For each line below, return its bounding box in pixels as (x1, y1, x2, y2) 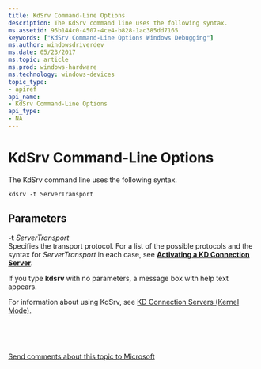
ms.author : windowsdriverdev (8, 41, 104, 49)
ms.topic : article (8, 56, 69, 64)
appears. (8, 282, 37, 291)
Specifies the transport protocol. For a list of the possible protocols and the (8, 241, 253, 250)
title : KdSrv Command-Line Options (8, 11, 126, 20)
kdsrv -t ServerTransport (8, 190, 93, 198)
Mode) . (8, 306, 32, 315)
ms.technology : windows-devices (8, 70, 115, 78)
